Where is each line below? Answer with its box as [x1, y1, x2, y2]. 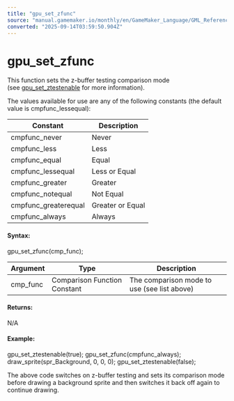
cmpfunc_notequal [10, 189, 72, 199]
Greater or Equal [91, 200, 146, 210]
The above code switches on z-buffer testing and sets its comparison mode [7, 370, 225, 379]
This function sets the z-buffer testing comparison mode [7, 76, 170, 84]
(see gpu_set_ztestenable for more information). [7, 84, 145, 92]
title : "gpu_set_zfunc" [7, 10, 77, 17]
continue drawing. [7, 386, 59, 394]
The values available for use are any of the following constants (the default [7, 97, 222, 105]
